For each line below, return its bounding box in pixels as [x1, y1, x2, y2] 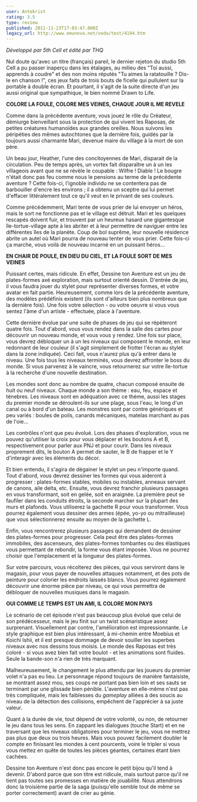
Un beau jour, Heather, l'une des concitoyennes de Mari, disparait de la [6, 155, 178, 162]
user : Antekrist [6, 8, 46, 15]
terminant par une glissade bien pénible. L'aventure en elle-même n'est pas [6, 685, 189, 693]
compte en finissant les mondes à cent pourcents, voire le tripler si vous [6, 741, 181, 748]
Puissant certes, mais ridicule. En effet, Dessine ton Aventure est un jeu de [6, 270, 186, 277]
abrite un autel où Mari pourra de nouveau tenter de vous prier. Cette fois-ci [6, 235, 189, 242]
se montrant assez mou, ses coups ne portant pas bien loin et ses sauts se [6, 679, 186, 686]
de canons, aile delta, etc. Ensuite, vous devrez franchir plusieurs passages [6, 485, 189, 492]
